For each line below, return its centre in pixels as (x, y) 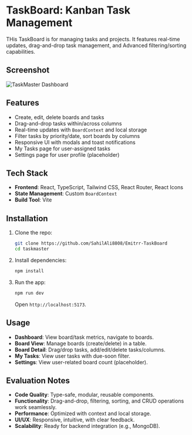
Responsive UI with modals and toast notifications (75, 142)
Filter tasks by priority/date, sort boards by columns (77, 136)
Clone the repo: (33, 233)
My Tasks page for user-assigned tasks (62, 149)
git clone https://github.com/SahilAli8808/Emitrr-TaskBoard (91, 243)
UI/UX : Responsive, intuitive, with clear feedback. (75, 420)
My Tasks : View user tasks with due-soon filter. (72, 356)
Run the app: (30, 282)
